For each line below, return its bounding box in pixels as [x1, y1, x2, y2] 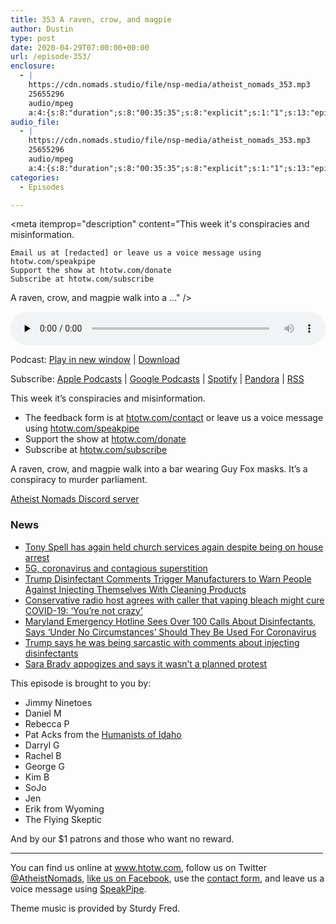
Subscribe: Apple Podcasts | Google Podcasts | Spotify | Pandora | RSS [10, 373, 305, 385]
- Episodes [19, 182, 65, 192]
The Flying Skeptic [24, 813, 103, 825]
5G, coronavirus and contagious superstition [24, 562, 208, 574]
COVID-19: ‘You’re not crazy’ [24, 604, 143, 616]
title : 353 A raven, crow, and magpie [10, 14, 172, 25]
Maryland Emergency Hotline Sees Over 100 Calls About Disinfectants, [24, 615, 317, 627]
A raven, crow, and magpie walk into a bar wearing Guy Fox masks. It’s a [10, 463, 308, 475]
